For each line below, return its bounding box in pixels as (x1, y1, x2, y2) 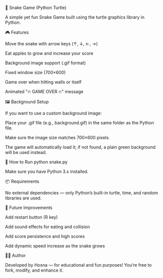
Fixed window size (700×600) (5, 70, 66, 75)
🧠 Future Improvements (5, 205, 53, 210)
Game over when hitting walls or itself (5, 79, 82, 85)
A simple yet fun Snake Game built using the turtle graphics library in (5, 14, 145, 20)
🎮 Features (5, 30, 29, 35)
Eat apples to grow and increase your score (5, 50, 94, 56)
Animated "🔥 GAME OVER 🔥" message (5, 89, 84, 94)
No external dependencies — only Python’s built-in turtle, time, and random (5, 190, 159, 196)
